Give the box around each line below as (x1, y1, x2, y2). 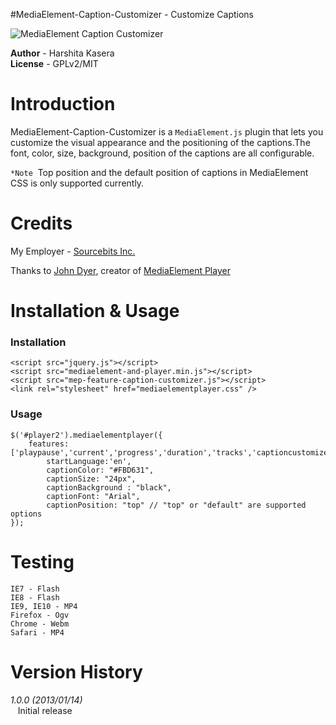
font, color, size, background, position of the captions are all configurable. (10, 147, 315, 159)
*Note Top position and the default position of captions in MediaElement (10, 166, 309, 178)
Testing (10, 550, 75, 573)
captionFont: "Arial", (46, 491, 141, 501)
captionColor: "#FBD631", (46, 465, 155, 475)
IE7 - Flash (10, 584, 60, 594)
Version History (10, 660, 143, 683)
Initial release (17, 704, 73, 716)
